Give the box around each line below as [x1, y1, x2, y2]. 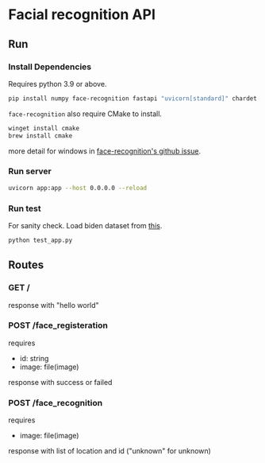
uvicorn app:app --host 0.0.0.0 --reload [8, 184, 148, 192]
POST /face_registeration [8, 320, 109, 331]
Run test [8, 203, 41, 214]
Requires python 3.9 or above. [8, 79, 107, 88]
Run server [8, 165, 52, 177]
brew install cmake [8, 131, 73, 140]
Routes [8, 259, 44, 272]
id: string [19, 353, 49, 363]
